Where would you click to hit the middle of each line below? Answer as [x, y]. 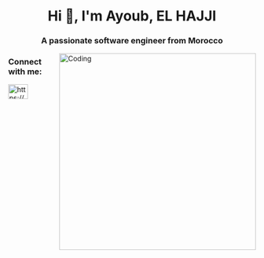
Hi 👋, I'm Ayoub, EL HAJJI [132, 16]
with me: [25, 72]
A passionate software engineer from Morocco [132, 41]
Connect [25, 62]
